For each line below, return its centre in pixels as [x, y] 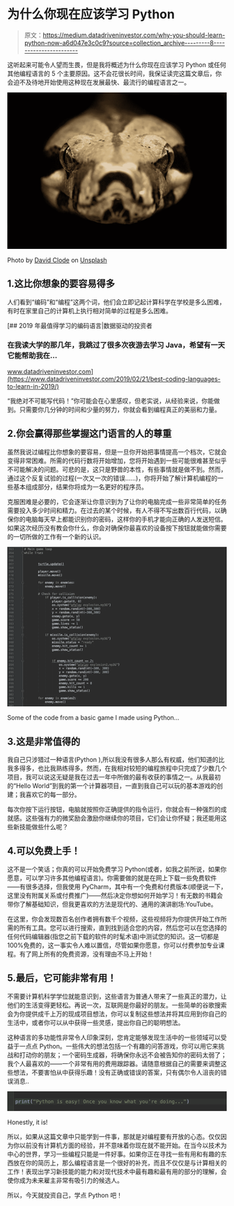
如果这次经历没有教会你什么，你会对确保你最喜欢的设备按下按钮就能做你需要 [117, 528]
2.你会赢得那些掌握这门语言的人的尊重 [89, 434]
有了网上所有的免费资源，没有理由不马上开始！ [86, 954]
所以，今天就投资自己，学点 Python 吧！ [65, 1196]
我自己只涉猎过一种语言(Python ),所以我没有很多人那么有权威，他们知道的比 [116, 760]
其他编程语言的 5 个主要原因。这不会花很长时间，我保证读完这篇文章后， [111, 73]
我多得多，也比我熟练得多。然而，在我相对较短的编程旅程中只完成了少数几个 [117, 768]
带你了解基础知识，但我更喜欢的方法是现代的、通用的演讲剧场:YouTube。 [112, 904]
